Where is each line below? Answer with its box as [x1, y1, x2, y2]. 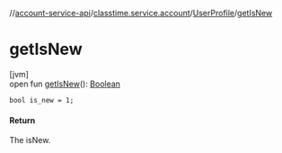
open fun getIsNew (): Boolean [9, 78, 121, 89]
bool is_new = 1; [9, 95, 75, 104]
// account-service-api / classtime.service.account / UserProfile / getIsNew [9, 8, 273, 18]
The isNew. [9, 135, 51, 146]
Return [9, 114, 36, 125]
